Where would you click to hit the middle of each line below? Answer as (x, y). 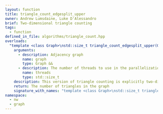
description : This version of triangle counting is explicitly (79, 81)
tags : (10, 28)
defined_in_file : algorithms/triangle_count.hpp (55, 37)
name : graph (35, 59)
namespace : (16, 95)
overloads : (16, 41)
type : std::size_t (41, 77)
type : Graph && (38, 64)
